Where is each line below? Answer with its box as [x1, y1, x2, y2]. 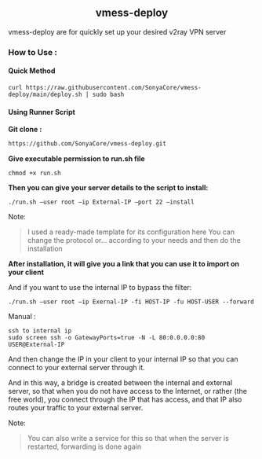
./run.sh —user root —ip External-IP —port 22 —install [8, 198, 195, 207]
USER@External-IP [8, 341, 65, 349]
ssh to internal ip [8, 327, 72, 335]
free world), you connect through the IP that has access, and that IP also [8, 395, 242, 404]
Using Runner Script [8, 107, 76, 116]
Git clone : [8, 125, 42, 134]
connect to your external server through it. [8, 363, 145, 373]
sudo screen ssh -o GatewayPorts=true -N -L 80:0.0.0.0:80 [8, 334, 206, 342]
